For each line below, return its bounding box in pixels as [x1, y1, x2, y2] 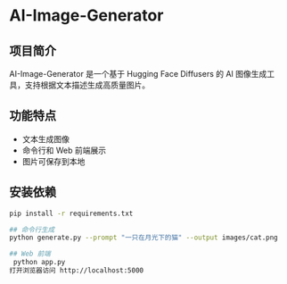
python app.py [12, 258, 66, 267]
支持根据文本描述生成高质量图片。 [24, 79, 150, 90]
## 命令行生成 [9, 225, 55, 234]
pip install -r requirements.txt [9, 209, 134, 218]
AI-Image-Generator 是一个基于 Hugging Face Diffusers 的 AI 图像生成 [9, 69, 267, 79]
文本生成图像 [21, 133, 70, 144]
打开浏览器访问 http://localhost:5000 [9, 266, 144, 275]
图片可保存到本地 [21, 155, 86, 166]
